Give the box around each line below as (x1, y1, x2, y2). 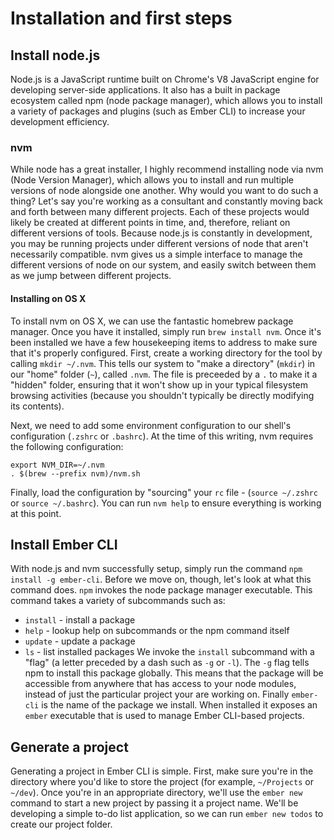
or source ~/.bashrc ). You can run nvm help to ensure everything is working (10, 497, 322, 509)
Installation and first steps (10, 7, 233, 30)
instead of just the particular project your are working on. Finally (24, 688, 290, 701)
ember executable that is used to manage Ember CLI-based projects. (24, 710, 305, 722)
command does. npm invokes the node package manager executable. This (10, 584, 313, 596)
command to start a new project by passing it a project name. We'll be (10, 797, 299, 809)
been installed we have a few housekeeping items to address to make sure (10, 336, 318, 348)
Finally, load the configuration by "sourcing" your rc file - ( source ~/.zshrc (10, 486, 319, 498)
